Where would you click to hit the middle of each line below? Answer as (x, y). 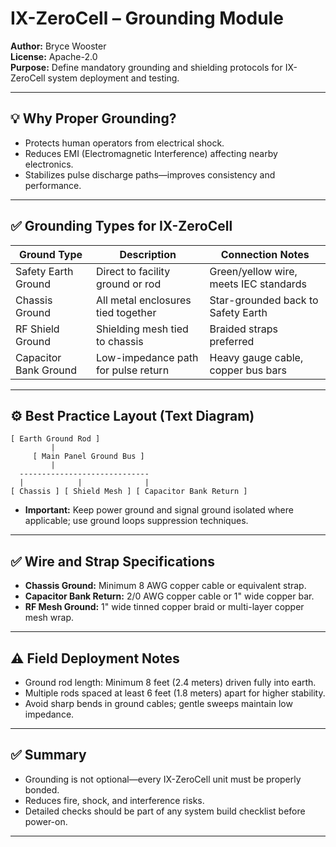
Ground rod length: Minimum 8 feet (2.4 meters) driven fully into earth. (170, 682)
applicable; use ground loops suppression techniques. (136, 521)
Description (148, 254)
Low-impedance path (147, 357)
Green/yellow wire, (253, 271)
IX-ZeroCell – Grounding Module (147, 18)
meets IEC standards (258, 284)
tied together (126, 312)
